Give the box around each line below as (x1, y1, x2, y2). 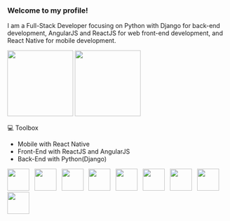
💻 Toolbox (7, 123, 39, 132)
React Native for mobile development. (7, 36, 116, 45)
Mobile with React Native (17, 140, 90, 149)
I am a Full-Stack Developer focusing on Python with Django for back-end (7, 22, 221, 30)
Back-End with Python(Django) (17, 155, 107, 163)
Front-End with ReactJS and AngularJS (17, 147, 130, 156)
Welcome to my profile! (7, 6, 89, 15)
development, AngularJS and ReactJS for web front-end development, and (7, 29, 223, 37)
